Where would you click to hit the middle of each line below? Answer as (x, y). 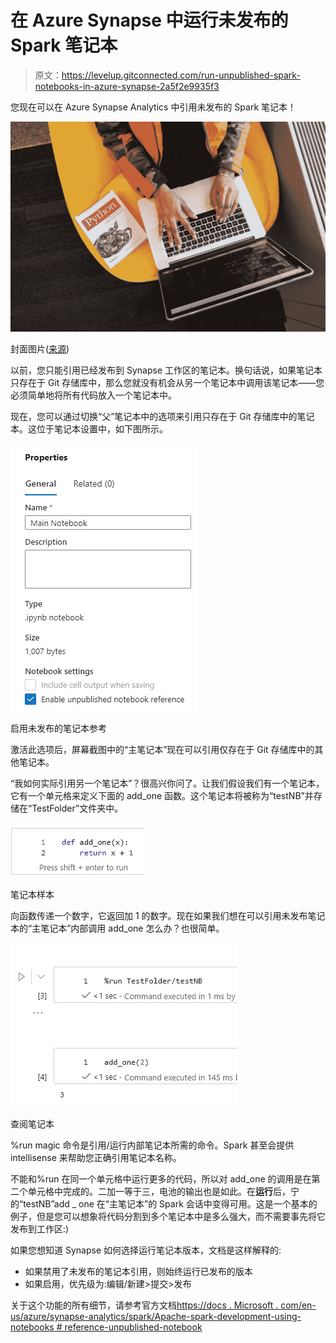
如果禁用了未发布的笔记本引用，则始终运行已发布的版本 (138, 1272)
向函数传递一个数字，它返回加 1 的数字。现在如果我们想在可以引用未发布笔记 (168, 916)
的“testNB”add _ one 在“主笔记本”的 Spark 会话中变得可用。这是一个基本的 (164, 1204)
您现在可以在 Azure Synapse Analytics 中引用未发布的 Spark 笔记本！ (153, 107)
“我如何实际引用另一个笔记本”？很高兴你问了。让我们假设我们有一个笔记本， (167, 783)
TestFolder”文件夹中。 (77, 808)
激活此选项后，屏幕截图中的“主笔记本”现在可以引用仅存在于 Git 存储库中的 (162, 750)
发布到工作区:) (40, 1229)
